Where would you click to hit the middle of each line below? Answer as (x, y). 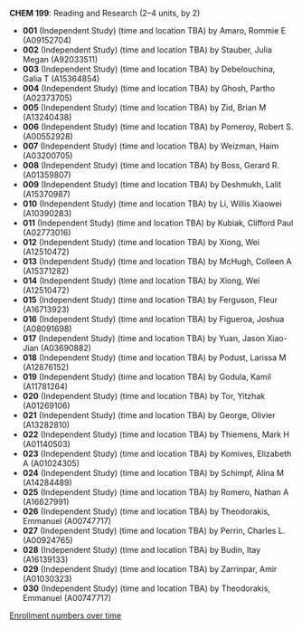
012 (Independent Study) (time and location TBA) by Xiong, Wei (141, 242)
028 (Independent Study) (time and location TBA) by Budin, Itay (142, 550)
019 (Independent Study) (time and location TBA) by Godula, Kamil (146, 376)
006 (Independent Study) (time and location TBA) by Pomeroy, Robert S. (158, 127)
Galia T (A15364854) (61, 79)
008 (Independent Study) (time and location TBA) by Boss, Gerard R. (151, 165)
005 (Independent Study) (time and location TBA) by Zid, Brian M (144, 107)
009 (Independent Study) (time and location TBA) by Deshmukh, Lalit (152, 184)
